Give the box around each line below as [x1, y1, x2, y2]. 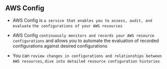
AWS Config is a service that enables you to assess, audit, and [12, 17, 152, 23]
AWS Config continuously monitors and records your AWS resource [12, 32, 155, 38]
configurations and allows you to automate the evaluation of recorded [12, 37, 159, 43]
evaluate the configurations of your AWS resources [12, 23, 123, 28]
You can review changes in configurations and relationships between [12, 52, 162, 58]
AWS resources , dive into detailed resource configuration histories [12, 57, 160, 64]
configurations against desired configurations [12, 42, 107, 49]
